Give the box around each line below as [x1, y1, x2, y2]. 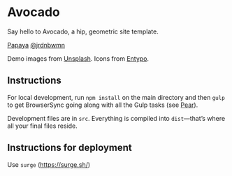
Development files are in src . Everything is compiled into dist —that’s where [7, 114, 226, 122]
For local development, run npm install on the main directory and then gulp [7, 93, 225, 101]
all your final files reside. [7, 122, 78, 130]
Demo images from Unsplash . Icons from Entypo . [7, 54, 149, 63]
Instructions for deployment [7, 142, 133, 154]
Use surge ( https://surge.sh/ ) [7, 160, 91, 168]
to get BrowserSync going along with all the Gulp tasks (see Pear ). [7, 101, 198, 109]
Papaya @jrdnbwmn [7, 41, 65, 49]
